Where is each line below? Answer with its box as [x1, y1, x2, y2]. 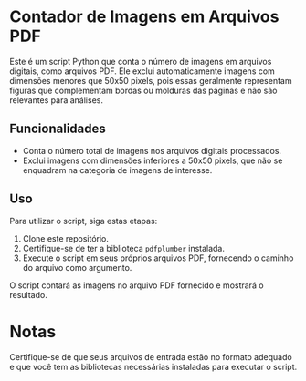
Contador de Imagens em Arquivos [9, 6, 280, 27]
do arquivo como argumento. [22, 262, 132, 273]
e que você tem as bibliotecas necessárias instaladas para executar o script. [9, 361, 298, 372]
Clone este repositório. [22, 232, 110, 243]
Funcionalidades [9, 121, 107, 137]
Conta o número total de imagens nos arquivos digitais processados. [22, 145, 281, 156]
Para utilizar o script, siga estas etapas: [9, 215, 158, 226]
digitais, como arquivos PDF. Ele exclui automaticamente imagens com [9, 66, 276, 77]
